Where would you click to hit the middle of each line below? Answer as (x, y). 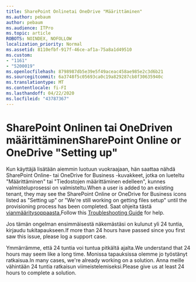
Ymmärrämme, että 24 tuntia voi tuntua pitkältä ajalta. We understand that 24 (98, 247)
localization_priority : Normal (44, 45)
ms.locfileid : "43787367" (37, 98)
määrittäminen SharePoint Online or (94, 140)
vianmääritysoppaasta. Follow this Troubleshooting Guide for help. (85, 212)
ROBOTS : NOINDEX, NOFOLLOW (39, 39)
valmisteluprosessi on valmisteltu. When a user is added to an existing (90, 188)
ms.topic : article (28, 33)
